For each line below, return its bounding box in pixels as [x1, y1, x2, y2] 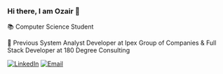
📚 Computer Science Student [7, 22, 94, 31]
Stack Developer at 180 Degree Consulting [7, 46, 130, 54]
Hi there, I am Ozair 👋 [7, 6, 81, 16]
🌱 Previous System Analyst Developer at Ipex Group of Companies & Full [7, 38, 217, 47]
